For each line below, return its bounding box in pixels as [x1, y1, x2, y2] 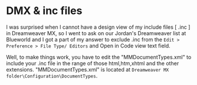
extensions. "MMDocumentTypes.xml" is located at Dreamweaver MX [6, 66, 169, 73]
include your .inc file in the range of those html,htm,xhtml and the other [6, 60, 179, 67]
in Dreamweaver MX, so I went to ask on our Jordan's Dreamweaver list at [6, 29, 186, 36]
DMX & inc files [6, 4, 83, 18]
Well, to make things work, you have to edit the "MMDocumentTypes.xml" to [6, 53, 192, 60]
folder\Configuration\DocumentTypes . [6, 72, 98, 79]
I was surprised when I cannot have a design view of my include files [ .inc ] [6, 23, 191, 30]
